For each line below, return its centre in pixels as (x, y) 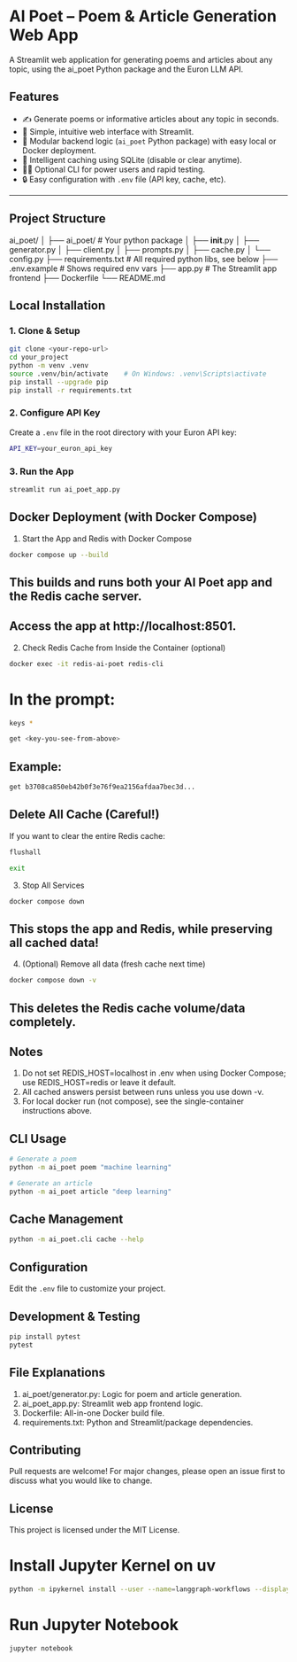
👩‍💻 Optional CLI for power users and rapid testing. (114, 169)
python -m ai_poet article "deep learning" (91, 1192)
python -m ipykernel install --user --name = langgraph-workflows (130, 1589)
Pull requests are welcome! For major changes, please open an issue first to (147, 1472)
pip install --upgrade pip (59, 382)
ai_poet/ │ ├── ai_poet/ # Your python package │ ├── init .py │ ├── (134, 240)
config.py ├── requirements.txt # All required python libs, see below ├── (144, 259)
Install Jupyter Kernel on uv (113, 1566)
